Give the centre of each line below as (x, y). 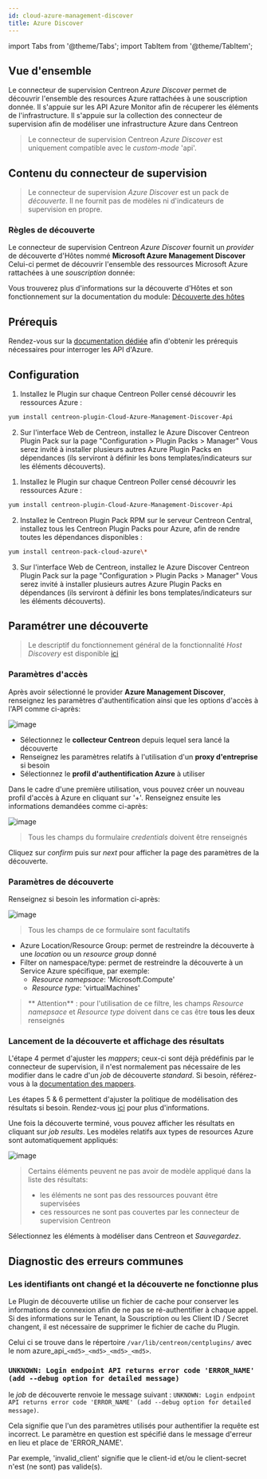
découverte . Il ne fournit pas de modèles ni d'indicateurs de (126, 201)
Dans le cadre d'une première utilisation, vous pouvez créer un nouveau (126, 789)
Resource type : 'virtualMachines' (86, 988)
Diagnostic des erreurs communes (96, 1261)
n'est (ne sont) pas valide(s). (55, 1467)
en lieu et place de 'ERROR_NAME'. (66, 1443)
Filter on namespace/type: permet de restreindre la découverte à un (131, 962)
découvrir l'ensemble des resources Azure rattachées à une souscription (128, 99)
